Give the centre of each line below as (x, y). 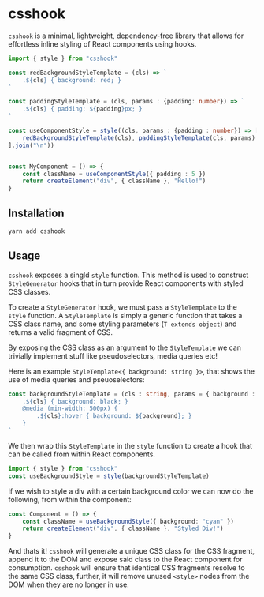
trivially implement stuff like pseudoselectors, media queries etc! (113, 355)
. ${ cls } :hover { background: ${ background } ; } (114, 416)
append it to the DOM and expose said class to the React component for (125, 559)
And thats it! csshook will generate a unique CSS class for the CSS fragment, (131, 551)
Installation (36, 213)
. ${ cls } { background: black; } (75, 401)
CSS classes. (30, 291)
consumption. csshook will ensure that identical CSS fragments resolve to (127, 568)
